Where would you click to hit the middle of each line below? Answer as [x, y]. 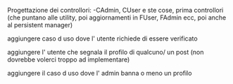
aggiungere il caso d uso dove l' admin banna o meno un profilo [100, 73]
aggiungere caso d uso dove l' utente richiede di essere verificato [103, 38]
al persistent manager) [40, 25]
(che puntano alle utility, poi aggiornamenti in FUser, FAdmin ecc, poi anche [117, 17]
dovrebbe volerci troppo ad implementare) [69, 59]
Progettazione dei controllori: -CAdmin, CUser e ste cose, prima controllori [115, 10]
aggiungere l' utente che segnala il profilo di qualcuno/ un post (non [106, 52]
